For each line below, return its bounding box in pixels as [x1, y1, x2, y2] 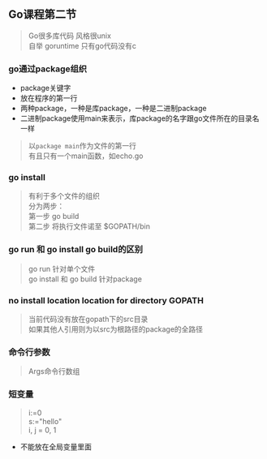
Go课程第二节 [8, 7, 77, 22]
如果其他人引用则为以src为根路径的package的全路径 [28, 324, 204, 334]
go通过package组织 [8, 63, 88, 75]
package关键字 [19, 84, 71, 93]
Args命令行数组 [28, 367, 80, 376]
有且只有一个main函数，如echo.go [28, 151, 144, 161]
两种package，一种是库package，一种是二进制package [19, 104, 207, 114]
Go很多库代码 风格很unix [28, 31, 112, 41]
